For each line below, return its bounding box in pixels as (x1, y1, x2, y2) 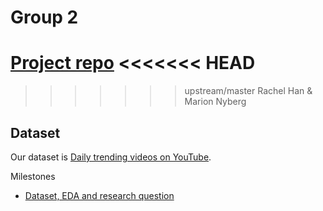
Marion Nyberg (184, 96, 247, 108)
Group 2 (10, 6, 79, 29)
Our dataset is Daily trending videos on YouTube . (10, 151, 212, 163)
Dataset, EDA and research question (24, 189, 175, 201)
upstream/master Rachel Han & (184, 85, 313, 97)
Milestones (10, 170, 56, 182)
